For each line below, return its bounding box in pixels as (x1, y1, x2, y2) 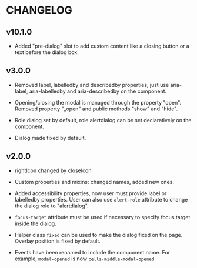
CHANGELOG (6, 4, 72, 17)
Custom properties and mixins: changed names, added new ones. (14, 178, 175, 185)
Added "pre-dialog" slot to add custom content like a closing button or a (14, 42, 190, 49)
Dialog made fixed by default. (14, 134, 86, 141)
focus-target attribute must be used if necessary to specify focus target (14, 213, 191, 220)
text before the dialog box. (14, 49, 79, 56)
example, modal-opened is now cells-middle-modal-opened (14, 255, 155, 262)
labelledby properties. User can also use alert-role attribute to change (14, 196, 188, 203)
